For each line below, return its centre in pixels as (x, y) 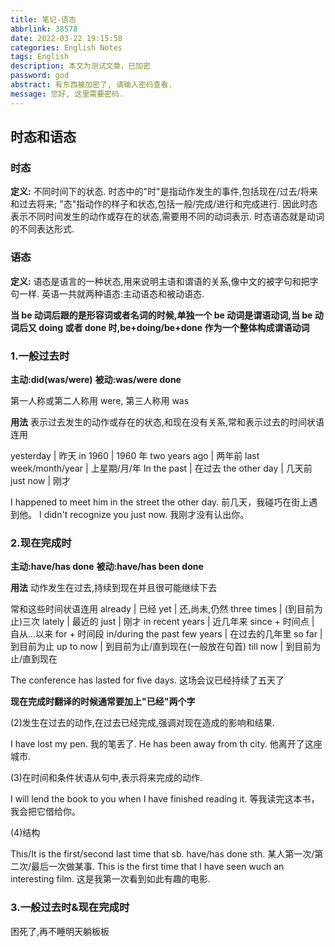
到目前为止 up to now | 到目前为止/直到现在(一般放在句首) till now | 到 (152, 647)
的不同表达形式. (42, 229)
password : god (40, 76)
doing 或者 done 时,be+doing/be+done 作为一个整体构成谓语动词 (174, 327)
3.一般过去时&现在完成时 (70, 908)
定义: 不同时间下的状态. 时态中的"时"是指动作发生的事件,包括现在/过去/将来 (164, 192)
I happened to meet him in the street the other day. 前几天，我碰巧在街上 (160, 502)
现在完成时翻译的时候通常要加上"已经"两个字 (103, 702)
